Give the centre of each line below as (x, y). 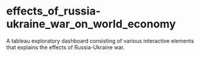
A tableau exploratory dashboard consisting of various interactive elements (100, 41)
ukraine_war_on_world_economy (91, 24)
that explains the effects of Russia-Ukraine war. (66, 47)
